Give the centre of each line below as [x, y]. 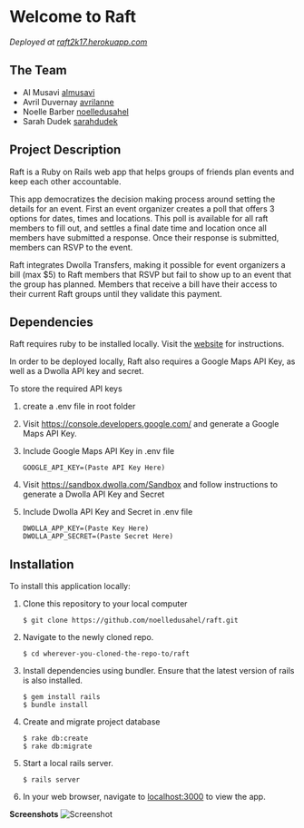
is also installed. [53, 680]
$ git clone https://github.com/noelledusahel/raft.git [130, 621]
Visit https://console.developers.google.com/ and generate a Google [151, 424]
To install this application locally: [70, 586]
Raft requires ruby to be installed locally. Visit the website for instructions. [147, 344]
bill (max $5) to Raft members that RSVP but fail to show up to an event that [151, 274]
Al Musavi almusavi [59, 92]
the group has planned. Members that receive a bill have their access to [143, 284]
